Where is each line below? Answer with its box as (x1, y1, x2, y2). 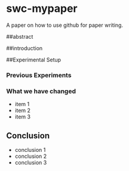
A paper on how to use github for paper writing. (6, 21, 124, 29)
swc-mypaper (6, 2, 78, 15)
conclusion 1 (14, 146, 46, 153)
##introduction (6, 44, 43, 52)
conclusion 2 (14, 153, 47, 160)
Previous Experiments (6, 71, 72, 79)
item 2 (14, 107, 31, 114)
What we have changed (6, 87, 76, 95)
